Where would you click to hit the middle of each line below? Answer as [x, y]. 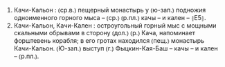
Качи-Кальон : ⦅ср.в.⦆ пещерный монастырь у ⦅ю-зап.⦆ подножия [110, 10]
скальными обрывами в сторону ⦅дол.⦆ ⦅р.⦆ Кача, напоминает [105, 33]
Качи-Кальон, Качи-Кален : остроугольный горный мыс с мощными [115, 26]
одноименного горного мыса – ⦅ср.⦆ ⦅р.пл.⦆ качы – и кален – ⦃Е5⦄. [110, 18]
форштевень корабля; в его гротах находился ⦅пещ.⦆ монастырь [109, 40]
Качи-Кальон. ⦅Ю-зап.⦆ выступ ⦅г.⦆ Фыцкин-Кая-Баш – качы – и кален [116, 48]
